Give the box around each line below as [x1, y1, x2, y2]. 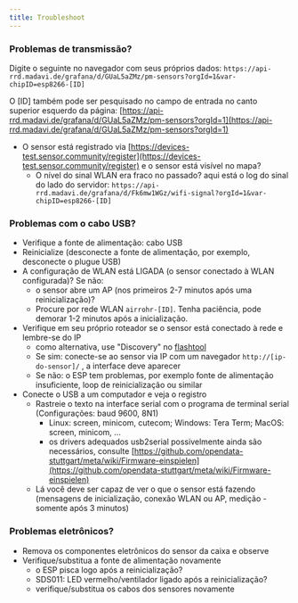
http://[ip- [242, 353, 286, 362]
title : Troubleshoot [9, 12, 86, 22]
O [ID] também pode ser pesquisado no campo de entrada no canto [9, 95, 258, 106]
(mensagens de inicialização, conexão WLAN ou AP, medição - [35, 493, 267, 504]
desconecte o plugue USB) [21, 256, 122, 268]
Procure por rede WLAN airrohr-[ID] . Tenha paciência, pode [35, 304, 262, 315]
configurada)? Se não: [21, 276, 104, 286]
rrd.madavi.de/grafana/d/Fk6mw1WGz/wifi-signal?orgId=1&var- [35, 188, 267, 197]
